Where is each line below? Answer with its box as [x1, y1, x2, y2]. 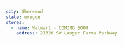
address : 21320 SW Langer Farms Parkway [16, 30, 118, 36]
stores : [5, 19, 25, 25]
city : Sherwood [5, 8, 43, 15]
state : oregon [5, 14, 41, 20]
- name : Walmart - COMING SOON [11, 25, 89, 31]
